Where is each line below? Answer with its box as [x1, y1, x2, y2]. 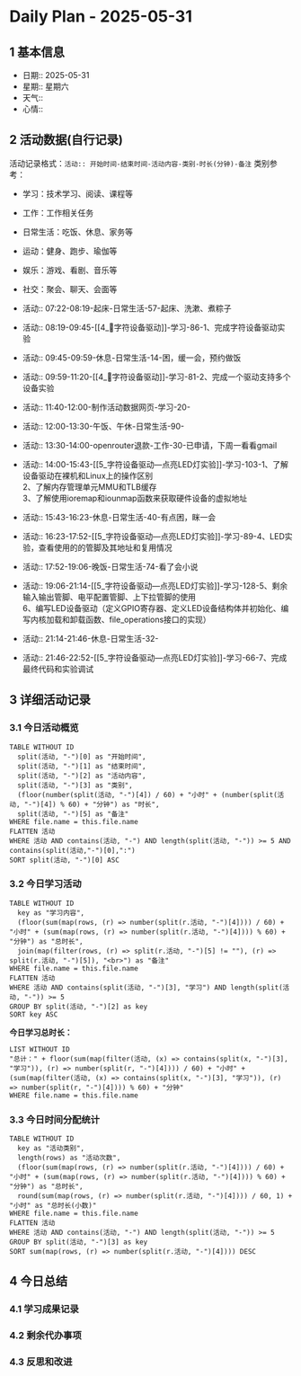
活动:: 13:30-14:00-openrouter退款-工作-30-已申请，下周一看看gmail [22, 439, 278, 450]
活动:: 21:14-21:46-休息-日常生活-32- [22, 633, 159, 644]
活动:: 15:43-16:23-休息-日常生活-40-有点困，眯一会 [22, 511, 217, 522]
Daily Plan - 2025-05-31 [9, 6, 193, 27]
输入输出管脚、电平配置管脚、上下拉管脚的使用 [22, 591, 196, 602]
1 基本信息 [9, 44, 66, 59]
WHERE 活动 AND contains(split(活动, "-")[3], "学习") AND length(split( [9, 982, 283, 992]
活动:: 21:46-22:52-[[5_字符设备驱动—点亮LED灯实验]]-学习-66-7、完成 [22, 652, 288, 662]
